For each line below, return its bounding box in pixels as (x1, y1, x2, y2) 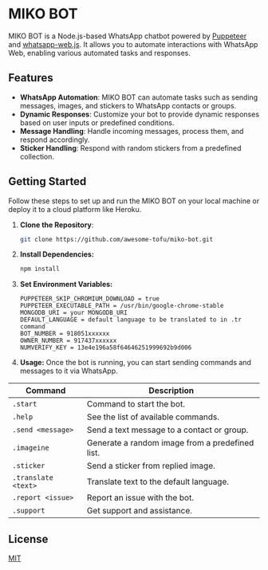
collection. (19, 151, 54, 161)
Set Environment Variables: (19, 280, 113, 289)
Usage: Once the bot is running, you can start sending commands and (19, 358, 251, 368)
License (8, 532, 49, 546)
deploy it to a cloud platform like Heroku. (8, 204, 142, 214)
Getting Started (8, 175, 87, 188)
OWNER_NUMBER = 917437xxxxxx (19, 336, 117, 345)
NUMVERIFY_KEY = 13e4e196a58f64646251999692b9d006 (19, 344, 192, 352)
